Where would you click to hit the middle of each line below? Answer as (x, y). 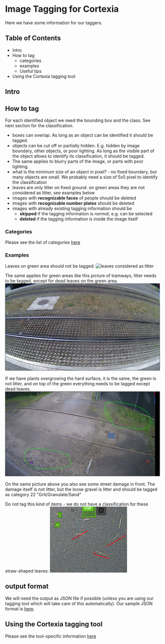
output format (27, 587)
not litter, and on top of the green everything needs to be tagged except (78, 384)
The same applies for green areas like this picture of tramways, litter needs (81, 275)
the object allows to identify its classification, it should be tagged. (78, 156)
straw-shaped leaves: (27, 571)
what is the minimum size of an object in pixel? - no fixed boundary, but (84, 171)
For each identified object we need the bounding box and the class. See (78, 120)
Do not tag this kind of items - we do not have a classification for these (77, 504)
